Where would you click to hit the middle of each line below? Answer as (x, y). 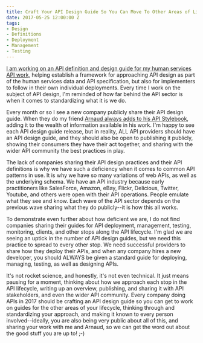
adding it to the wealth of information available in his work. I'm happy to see (100, 125)
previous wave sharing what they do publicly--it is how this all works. (92, 207)
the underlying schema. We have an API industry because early (85, 181)
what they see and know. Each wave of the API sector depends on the (93, 200)
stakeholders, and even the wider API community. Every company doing (96, 295)
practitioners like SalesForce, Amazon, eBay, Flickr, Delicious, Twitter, (93, 188)
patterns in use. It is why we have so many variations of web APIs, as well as (101, 175)
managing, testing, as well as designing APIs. (63, 264)
